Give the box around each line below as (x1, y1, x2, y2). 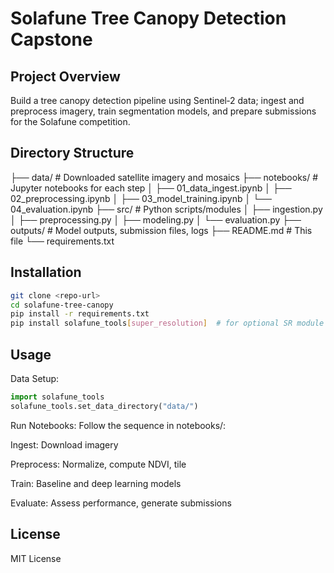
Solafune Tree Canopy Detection (10, 7, 287, 30)
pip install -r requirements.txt (10, 309, 150, 319)
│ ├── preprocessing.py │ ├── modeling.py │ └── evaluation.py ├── (10, 213, 302, 226)
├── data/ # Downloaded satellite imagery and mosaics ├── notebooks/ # (10, 171, 319, 183)
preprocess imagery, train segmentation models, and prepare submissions (10, 105, 317, 117)
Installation (10, 264, 82, 281)
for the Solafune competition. (10, 116, 131, 127)
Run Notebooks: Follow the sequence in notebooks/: (10, 419, 227, 431)
